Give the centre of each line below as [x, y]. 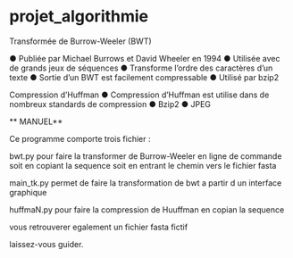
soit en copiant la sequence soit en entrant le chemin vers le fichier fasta [143, 165]
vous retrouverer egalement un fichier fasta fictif [99, 227]
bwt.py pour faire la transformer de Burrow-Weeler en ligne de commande [146, 156]
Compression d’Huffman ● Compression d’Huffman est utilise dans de [139, 95]
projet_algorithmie [79, 17]
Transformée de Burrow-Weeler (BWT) [80, 41]
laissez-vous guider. [46, 244]
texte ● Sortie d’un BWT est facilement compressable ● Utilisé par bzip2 [144, 77]
